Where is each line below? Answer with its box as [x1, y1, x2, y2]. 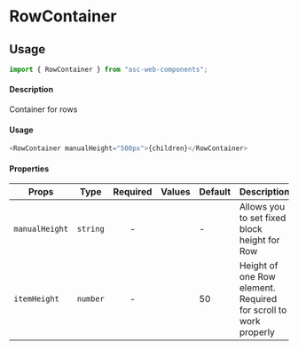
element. [239, 282, 277, 294]
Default [199, 186, 231, 198]
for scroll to [239, 304, 287, 316]
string [76, 224, 105, 235]
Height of [239, 259, 278, 272]
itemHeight [13, 294, 59, 304]
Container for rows [9, 104, 78, 115]
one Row [239, 271, 277, 283]
